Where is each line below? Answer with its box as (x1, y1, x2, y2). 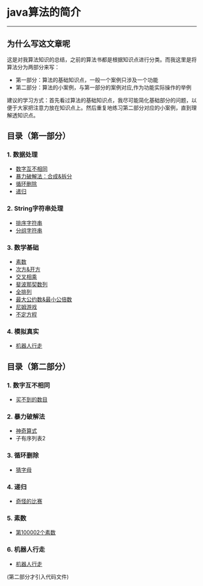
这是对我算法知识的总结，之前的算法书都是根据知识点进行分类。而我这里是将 (7, 55, 197, 63)
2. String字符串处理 (7, 204, 64, 213)
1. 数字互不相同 (7, 381, 51, 389)
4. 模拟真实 (7, 327, 39, 335)
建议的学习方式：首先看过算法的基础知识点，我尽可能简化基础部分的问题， (7, 96, 192, 104)
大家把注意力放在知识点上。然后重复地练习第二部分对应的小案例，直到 (17, 104, 192, 111)
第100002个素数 (15, 529, 56, 536)
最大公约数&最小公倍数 (15, 296, 72, 303)
